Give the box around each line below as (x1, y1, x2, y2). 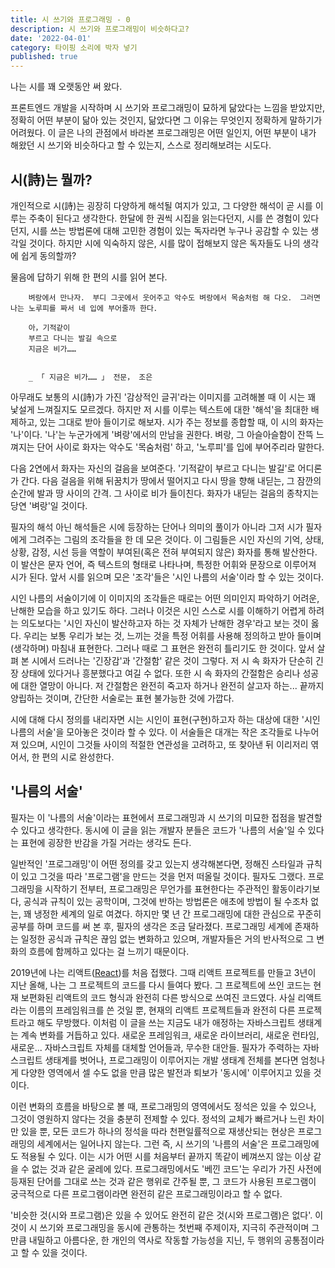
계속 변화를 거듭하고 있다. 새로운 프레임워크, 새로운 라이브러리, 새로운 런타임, (20, 1029, 320, 1041)
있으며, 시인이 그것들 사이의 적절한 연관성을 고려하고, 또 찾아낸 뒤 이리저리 (20, 738, 309, 750)
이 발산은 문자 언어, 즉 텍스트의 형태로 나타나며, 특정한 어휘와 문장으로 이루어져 (10, 558, 317, 570)
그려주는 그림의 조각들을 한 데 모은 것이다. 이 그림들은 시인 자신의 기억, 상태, (28, 533, 325, 545)
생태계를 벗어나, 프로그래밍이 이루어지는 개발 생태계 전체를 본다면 (44, 1054, 299, 1066)
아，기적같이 (28, 322, 71, 333)
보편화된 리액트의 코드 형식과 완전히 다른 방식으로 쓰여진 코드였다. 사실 (20, 991, 296, 1003)
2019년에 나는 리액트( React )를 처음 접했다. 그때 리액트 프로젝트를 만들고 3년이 (10, 966, 317, 978)
